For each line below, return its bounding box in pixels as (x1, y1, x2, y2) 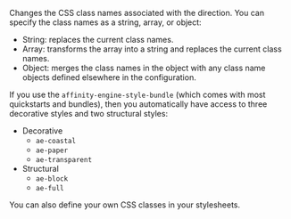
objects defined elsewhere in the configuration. (21, 72, 196, 83)
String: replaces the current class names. (21, 35, 174, 45)
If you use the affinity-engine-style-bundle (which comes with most (9, 89, 266, 100)
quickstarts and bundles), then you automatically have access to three (9, 99, 268, 109)
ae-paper (35, 146, 69, 155)
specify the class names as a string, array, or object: (9, 17, 203, 28)
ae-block (35, 174, 69, 183)
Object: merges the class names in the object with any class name (21, 62, 266, 73)
